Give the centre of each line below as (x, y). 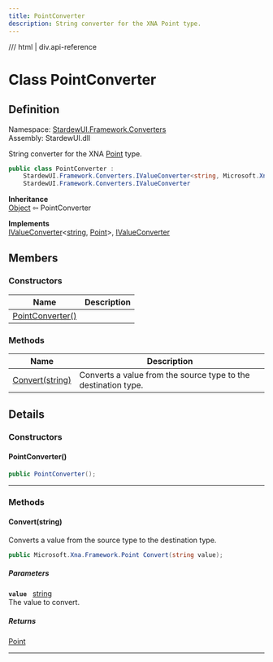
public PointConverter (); (52, 474)
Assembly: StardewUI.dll (50, 138)
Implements (29, 224)
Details (26, 414)
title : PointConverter (47, 16)
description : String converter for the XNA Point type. (105, 24)
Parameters (29, 573)
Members (33, 258)
